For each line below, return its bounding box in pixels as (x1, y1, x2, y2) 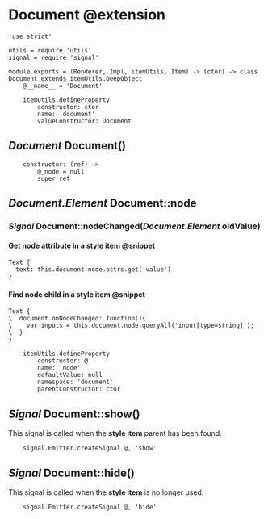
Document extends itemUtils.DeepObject (8, 74, 143, 82)
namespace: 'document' (37, 378, 114, 387)
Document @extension (8, 6, 166, 24)
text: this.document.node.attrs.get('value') (15, 266, 172, 274)
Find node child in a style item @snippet (8, 289, 145, 299)
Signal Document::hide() (8, 466, 135, 479)
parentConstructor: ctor (37, 385, 121, 393)
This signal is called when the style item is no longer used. (8, 488, 204, 497)
